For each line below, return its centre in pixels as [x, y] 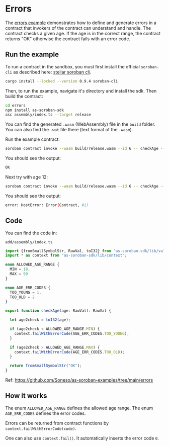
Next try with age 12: [27, 177]
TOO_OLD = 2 [22, 297]
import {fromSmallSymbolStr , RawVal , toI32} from [58, 251]
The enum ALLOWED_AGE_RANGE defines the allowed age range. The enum [79, 408]
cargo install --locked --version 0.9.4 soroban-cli [62, 81]
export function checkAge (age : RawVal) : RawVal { [58, 311]
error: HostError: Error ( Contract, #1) [47, 205]
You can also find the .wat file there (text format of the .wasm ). [69, 130]
